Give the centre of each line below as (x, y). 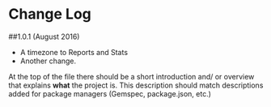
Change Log (50, 14)
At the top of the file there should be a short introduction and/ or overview (131, 76)
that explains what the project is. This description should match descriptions (136, 85)
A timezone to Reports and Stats (74, 52)
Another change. (48, 61)
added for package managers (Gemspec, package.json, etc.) (110, 93)
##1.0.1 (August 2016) (44, 36)
